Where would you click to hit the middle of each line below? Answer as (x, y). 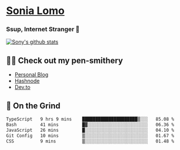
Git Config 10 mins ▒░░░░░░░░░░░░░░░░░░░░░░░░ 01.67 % (90, 136)
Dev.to (22, 87)
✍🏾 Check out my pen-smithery (64, 60)
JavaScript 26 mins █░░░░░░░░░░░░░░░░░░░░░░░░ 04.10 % (90, 130)
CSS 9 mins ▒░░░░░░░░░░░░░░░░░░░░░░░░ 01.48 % (90, 141)
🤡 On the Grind (33, 106)
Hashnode (27, 81)
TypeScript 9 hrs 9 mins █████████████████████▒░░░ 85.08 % (90, 119)
